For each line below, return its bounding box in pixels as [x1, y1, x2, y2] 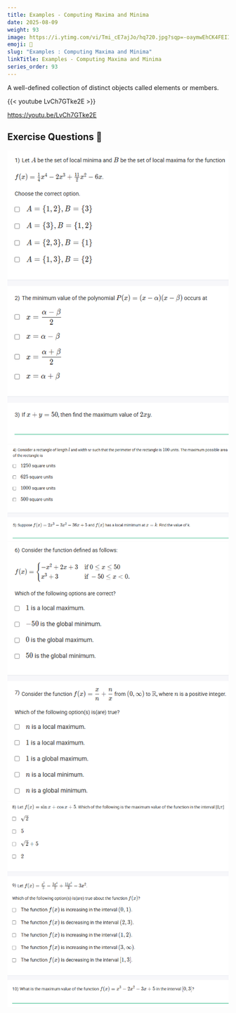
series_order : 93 [7, 63, 58, 70]
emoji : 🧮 [7, 41, 33, 49]
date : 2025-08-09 [7, 18, 58, 26]
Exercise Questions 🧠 [7, 131, 103, 143]
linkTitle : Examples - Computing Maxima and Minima [7, 56, 162, 63]
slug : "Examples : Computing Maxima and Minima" [7, 49, 152, 56]
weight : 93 [7, 26, 39, 33]
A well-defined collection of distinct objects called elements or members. [7, 83, 219, 91]
